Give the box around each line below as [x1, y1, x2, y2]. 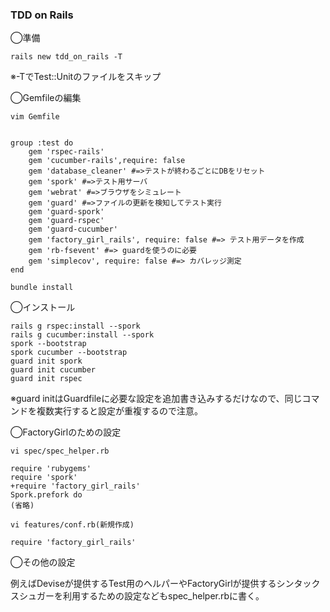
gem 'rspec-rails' [28, 147, 105, 157]
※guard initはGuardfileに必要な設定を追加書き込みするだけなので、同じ [10, 393, 303, 405]
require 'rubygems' [10, 464, 92, 474]
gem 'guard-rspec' [28, 216, 105, 226]
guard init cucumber [10, 365, 97, 375]
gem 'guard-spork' [28, 207, 105, 217]
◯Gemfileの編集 [10, 92, 82, 104]
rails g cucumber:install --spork [10, 330, 155, 340]
